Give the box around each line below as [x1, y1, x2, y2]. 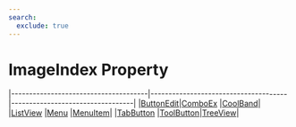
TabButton [116, 107, 156, 118]
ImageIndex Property [8, 60, 169, 80]
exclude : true [16, 21, 69, 30]
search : [8, 12, 38, 22]
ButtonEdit [140, 99, 180, 109]
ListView [11, 107, 43, 118]
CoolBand [222, 99, 258, 109]
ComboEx [181, 99, 218, 109]
